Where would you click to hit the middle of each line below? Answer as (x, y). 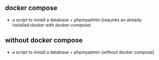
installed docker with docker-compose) (51, 25)
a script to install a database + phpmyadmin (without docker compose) (83, 52)
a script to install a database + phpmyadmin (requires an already (77, 20)
